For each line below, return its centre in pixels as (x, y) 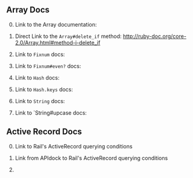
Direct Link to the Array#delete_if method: (68, 36)
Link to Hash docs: (37, 77)
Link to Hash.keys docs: (44, 89)
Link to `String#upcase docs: (51, 113)
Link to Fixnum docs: (40, 54)
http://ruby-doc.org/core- (155, 36)
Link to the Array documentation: (56, 24)
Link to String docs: (40, 101)
